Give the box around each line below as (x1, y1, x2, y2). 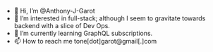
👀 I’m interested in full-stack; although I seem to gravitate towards (13, 14, 206, 22)
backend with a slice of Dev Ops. (13, 22, 111, 30)
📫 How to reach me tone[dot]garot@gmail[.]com (13, 37, 157, 45)
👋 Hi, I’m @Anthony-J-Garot (13, 7, 95, 15)
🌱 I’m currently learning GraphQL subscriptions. (13, 29, 153, 37)
